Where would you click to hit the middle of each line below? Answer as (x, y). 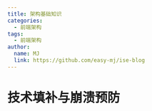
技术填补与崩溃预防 (64, 97)
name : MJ (27, 54)
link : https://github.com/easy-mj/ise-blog (79, 60)
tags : (15, 34)
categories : (25, 21)
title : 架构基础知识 (35, 14)
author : (19, 47)
